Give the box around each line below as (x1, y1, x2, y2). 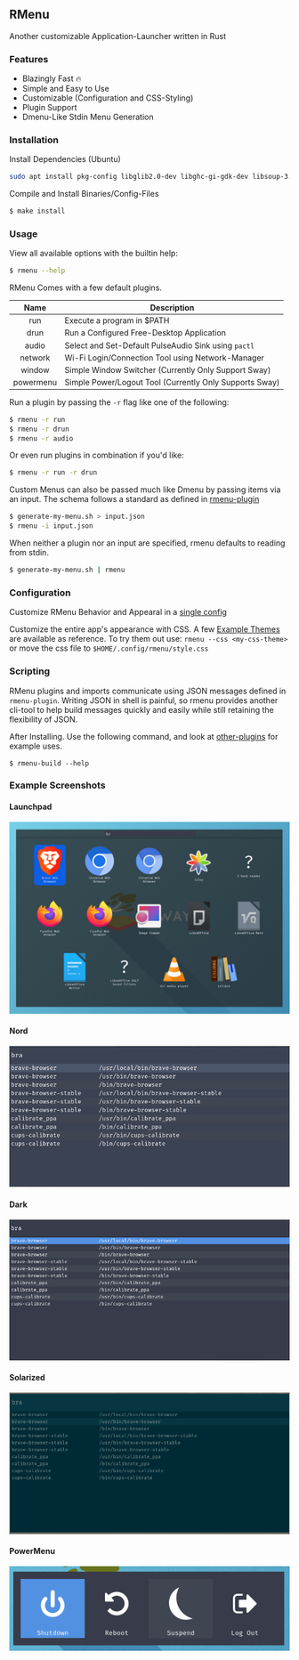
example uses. (9, 741, 62, 751)
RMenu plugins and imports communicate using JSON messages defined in (9, 685, 287, 696)
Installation (9, 134, 60, 146)
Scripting (9, 665, 51, 677)
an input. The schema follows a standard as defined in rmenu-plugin (9, 494, 260, 505)
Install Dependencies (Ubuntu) (9, 154, 122, 165)
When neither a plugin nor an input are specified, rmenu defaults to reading (9, 538, 286, 548)
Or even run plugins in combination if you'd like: (9, 449, 184, 461)
